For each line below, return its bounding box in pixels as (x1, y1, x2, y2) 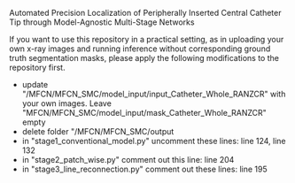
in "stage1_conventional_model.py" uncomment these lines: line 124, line (21, 136, 286, 146)
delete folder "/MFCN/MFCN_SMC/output (21, 126, 175, 136)
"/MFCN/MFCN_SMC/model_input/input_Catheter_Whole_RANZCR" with (21, 88, 286, 99)
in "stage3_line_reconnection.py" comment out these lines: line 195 (21, 164, 268, 174)
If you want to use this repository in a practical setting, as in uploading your (9, 34, 284, 44)
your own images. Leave (21, 98, 113, 109)
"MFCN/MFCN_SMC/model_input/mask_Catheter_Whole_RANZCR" (21, 108, 268, 118)
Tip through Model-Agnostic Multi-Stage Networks (9, 17, 195, 27)
